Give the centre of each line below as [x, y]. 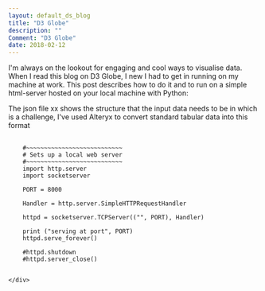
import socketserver [57, 176]
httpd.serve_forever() [60, 239]
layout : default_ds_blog [49, 16]
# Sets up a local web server [73, 155]
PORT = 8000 [42, 190]
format [19, 126]
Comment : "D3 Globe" [43, 38]
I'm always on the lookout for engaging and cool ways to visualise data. [125, 68]
